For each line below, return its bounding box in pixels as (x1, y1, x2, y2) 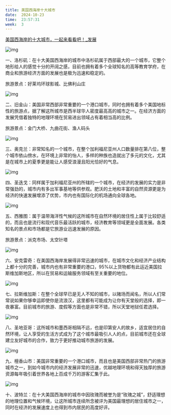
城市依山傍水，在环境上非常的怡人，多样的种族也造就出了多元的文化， (9, 152, 157, 158)
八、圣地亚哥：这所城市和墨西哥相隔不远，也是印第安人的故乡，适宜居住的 (5, 325, 161, 331)
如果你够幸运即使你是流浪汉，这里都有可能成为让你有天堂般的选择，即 (14, 297, 161, 304)
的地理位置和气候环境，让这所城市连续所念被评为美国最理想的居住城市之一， (5, 398, 166, 404)
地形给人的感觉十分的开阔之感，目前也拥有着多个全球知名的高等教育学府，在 (5, 63, 166, 70)
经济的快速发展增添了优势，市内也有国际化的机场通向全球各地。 (5, 192, 139, 198)
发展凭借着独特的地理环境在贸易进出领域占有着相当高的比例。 (5, 114, 135, 121)
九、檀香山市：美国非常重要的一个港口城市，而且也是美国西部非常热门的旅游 (5, 358, 166, 364)
